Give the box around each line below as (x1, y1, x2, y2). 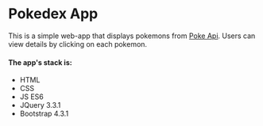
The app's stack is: (8, 57, 73, 67)
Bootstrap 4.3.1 (19, 109, 69, 119)
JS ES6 (19, 92, 44, 101)
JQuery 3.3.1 (19, 101, 61, 110)
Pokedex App (8, 5, 99, 23)
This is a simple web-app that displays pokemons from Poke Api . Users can (8, 31, 256, 40)
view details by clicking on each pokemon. (8, 39, 148, 48)
